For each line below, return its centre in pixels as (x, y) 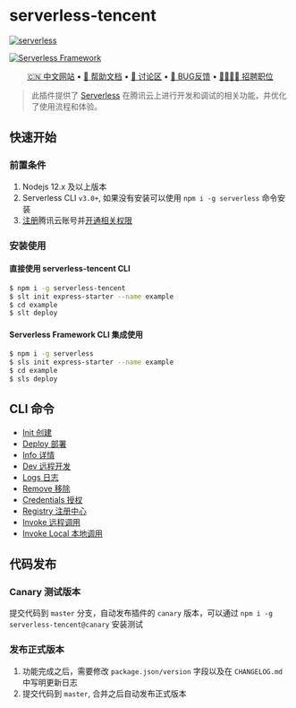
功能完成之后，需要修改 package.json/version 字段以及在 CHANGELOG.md (152, 671)
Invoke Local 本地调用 (62, 533)
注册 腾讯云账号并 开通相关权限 (77, 220)
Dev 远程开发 (47, 466)
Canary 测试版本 (45, 592)
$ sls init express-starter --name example (92, 363)
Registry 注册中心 (55, 511)
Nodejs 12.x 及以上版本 (64, 186)
